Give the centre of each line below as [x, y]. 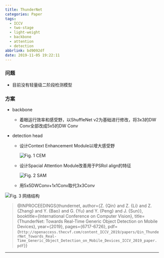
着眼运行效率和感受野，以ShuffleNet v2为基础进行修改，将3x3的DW [88, 119]
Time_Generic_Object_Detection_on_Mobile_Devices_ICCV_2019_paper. [87, 240]
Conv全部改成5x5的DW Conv [49, 126]
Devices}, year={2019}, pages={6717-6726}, [62, 226]
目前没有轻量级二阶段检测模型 [42, 85]
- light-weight [25, 32]
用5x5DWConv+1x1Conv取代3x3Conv [57, 185]
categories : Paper [24, 14]
